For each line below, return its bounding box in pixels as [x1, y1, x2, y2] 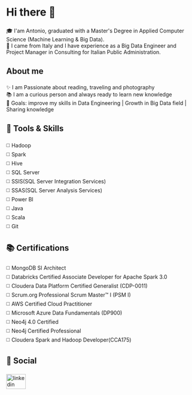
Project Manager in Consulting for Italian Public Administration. [6, 49, 161, 56]
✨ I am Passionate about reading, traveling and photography [6, 84, 155, 91]
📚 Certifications [6, 243, 69, 254]
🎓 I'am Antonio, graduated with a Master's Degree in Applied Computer [6, 27, 184, 35]
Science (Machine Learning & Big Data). [6, 36, 105, 43]
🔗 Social [6, 356, 37, 366]
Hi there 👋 [6, 5, 56, 19]
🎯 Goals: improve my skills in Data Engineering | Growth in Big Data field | [6, 99, 187, 107]
